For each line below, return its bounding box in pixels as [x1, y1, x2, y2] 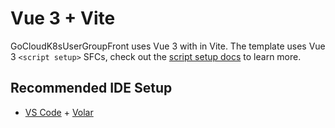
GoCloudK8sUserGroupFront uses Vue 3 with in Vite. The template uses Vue [10, 40, 326, 52]
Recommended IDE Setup [10, 80, 173, 97]
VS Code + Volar [24, 106, 94, 118]
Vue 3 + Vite [10, 7, 116, 30]
